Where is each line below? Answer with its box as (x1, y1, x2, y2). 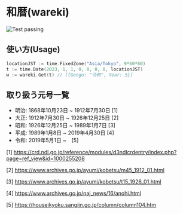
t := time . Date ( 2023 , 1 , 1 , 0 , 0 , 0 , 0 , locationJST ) (6, 66, 144, 72)
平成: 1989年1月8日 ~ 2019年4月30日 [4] (14, 129, 115, 136)
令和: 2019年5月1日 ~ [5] (14, 137, 79, 144)
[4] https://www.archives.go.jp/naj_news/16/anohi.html (6, 189, 142, 197)
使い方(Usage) (6, 44, 60, 54)
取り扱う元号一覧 (6, 90, 69, 100)
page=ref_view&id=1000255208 (6, 155, 85, 162)
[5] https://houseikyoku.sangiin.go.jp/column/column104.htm (6, 201, 157, 209)
